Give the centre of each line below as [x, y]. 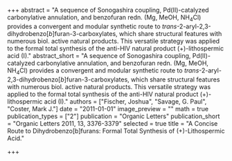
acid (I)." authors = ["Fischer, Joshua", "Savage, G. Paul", [125, 101]
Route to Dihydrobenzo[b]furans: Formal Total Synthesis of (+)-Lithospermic [116, 131]
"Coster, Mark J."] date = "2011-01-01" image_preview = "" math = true [108, 108]
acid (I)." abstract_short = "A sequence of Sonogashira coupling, [99, 55]
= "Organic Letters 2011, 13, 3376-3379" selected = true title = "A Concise [113, 123]
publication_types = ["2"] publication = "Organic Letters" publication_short [114, 116]
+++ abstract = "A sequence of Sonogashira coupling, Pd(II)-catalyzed [108, 10]
